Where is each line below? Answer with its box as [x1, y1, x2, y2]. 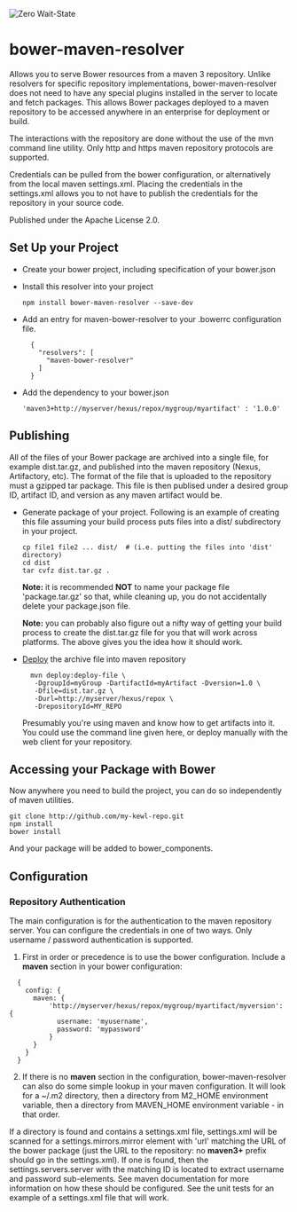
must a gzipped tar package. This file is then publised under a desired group [9, 480, 289, 491]
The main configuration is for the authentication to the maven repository [9, 916, 272, 926]
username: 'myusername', [56, 1017, 149, 1027]
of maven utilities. [9, 795, 74, 806]
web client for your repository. [21, 736, 133, 747]
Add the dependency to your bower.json [21, 387, 169, 397]
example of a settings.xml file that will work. [9, 1192, 170, 1203]
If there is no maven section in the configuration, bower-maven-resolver [21, 1072, 286, 1082]
